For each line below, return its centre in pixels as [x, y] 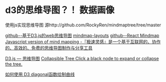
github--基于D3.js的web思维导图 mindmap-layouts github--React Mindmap [82, 35]
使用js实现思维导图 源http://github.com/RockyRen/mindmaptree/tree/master [83, 25]
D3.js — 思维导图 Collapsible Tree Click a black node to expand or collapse [82, 58]
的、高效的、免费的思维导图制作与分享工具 [49, 48]
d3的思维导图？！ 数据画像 [60, 10]
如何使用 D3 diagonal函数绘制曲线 [40, 74]
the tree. [14, 64]
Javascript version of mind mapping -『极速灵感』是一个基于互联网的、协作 [83, 41]
